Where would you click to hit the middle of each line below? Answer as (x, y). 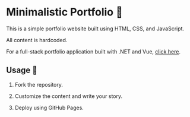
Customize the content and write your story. (69, 96)
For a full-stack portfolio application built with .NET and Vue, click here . (94, 51)
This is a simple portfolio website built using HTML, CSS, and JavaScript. (95, 29)
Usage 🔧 (22, 70)
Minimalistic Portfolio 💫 (64, 12)
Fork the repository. (39, 84)
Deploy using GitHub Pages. (49, 107)
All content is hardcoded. (37, 40)
